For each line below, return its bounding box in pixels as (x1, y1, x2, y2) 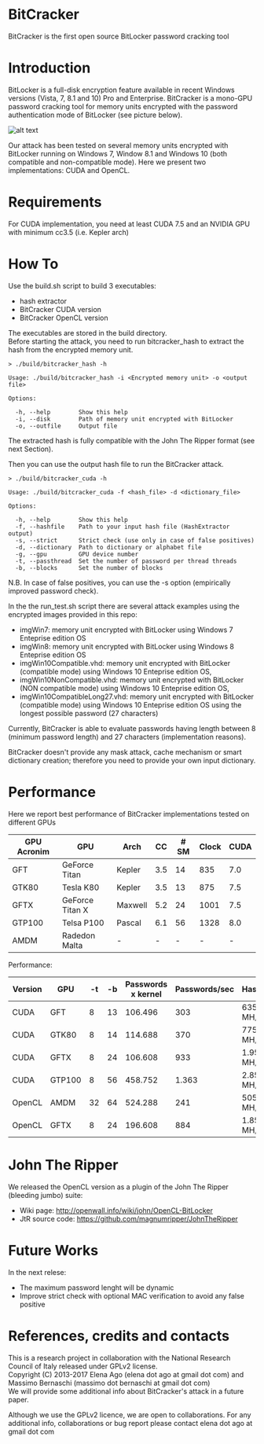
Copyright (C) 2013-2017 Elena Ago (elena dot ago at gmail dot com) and (8, 1369, 244, 1379)
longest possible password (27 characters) (19, 708, 159, 718)
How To (8, 255, 59, 273)
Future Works (8, 1241, 99, 1259)
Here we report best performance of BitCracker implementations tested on (8, 809, 250, 818)
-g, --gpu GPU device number (15, 550, 139, 558)
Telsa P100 (61, 917, 104, 928)
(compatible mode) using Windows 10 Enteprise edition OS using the (19, 700, 242, 709)
